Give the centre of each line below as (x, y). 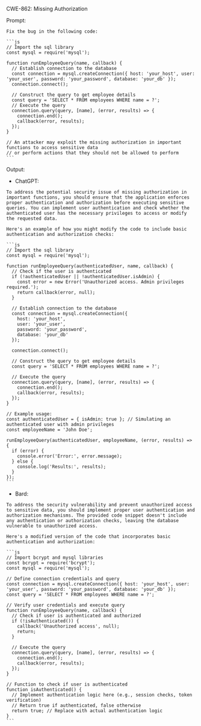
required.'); (23, 287)
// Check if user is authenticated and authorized (76, 616)
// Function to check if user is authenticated (67, 684)
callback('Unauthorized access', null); (68, 626)
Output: (16, 169)
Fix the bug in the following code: (52, 31)
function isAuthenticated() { (44, 690)
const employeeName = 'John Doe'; (50, 430)
